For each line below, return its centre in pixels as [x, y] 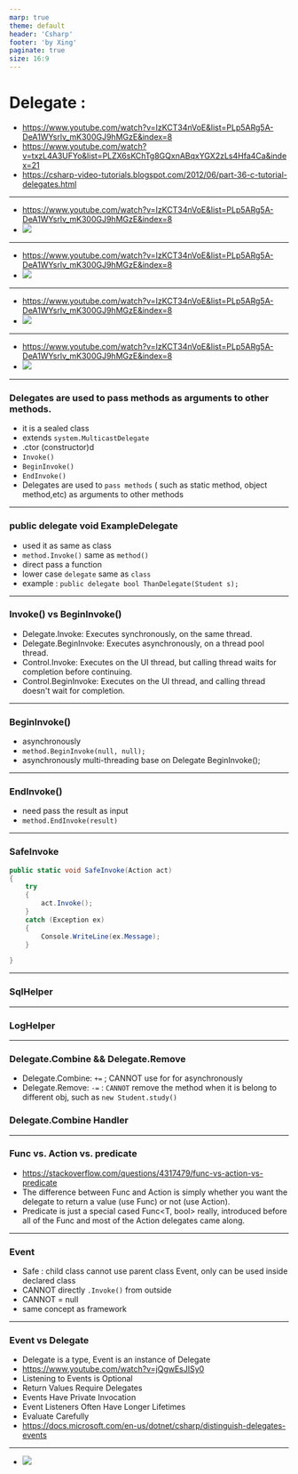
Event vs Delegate [49, 1341]
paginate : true [37, 51]
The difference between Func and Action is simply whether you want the [155, 1192]
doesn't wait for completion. [74, 690]
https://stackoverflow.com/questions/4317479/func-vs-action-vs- [142, 1173]
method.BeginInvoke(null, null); [84, 752]
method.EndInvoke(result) [70, 821]
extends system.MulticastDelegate [86, 438]
